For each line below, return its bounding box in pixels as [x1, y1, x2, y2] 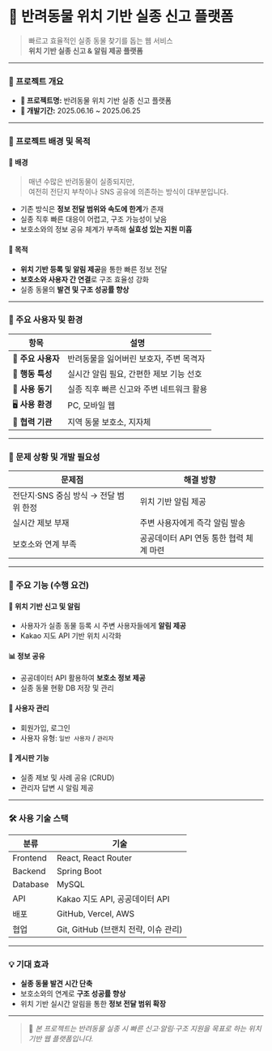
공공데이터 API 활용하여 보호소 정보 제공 [19, 673, 146, 683]
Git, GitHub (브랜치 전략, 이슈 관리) [56, 924, 183, 935]
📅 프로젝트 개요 [8, 75, 64, 87]
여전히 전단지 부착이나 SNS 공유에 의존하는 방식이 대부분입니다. [28, 187, 229, 197]
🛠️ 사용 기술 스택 [8, 813, 69, 824]
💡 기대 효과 [8, 959, 49, 970]
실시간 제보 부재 [12, 517, 70, 529]
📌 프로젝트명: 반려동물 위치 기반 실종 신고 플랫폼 [19, 96, 172, 105]
